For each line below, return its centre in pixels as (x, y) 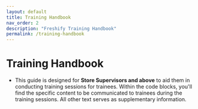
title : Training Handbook (38, 17)
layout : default (26, 12)
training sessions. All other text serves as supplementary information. (101, 99)
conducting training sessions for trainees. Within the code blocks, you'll (103, 87)
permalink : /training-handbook (45, 34)
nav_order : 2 (22, 23)
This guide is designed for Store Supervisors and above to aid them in (102, 80)
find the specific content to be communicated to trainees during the (98, 93)
